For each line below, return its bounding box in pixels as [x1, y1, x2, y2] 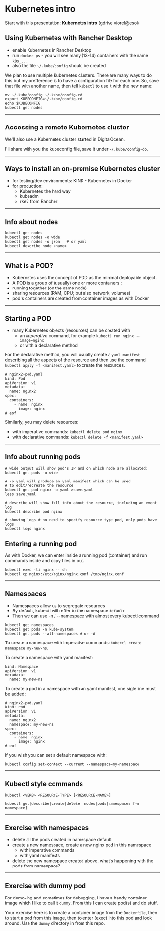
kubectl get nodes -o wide [5, 235, 60, 240]
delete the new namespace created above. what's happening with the [12, 858, 154, 864]
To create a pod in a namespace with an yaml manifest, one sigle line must [5, 686, 156, 692]
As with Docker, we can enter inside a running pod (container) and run [5, 552, 147, 558]
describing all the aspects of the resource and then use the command [5, 357, 146, 363]
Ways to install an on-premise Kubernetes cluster [5, 164, 160, 173]
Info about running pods [5, 453, 81, 461]
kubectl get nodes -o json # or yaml [5, 239, 87, 244]
